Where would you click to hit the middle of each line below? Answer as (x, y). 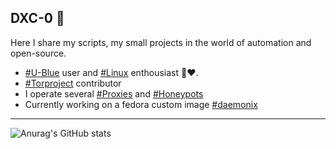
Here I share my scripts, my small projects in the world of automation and (161, 42)
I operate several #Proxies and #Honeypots (114, 93)
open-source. (38, 53)
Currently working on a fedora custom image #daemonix (141, 104)
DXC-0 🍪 (37, 18)
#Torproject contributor (73, 83)
